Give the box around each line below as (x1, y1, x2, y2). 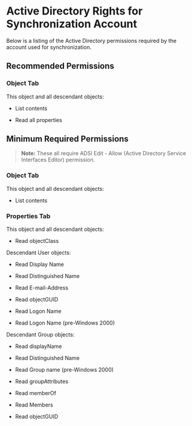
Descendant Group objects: (6, 331, 75, 338)
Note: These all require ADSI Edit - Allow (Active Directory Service (21, 150, 187, 157)
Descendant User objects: (6, 249, 71, 256)
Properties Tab (6, 211, 51, 220)
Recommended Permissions (6, 61, 115, 71)
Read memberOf (14, 390, 56, 397)
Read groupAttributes (14, 378, 68, 385)
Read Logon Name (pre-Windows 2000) (14, 319, 115, 327)
